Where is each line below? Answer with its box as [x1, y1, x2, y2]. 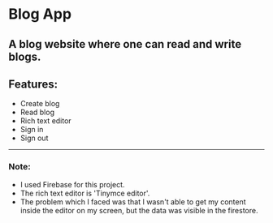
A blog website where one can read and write [8, 37, 242, 51]
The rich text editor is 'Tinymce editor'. [19, 188, 150, 198]
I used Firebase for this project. [19, 179, 125, 189]
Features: [8, 77, 58, 91]
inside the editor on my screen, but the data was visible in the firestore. [19, 205, 258, 215]
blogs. [8, 49, 41, 63]
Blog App [8, 5, 71, 24]
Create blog [19, 99, 60, 109]
